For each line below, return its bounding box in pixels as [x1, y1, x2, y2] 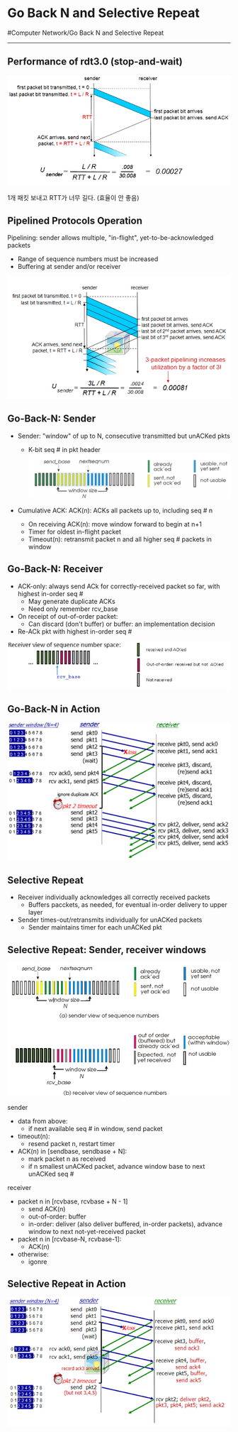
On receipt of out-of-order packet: [17, 612, 118, 620]
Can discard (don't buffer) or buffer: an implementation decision [28, 619, 215, 628]
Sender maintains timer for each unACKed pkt [28, 923, 162, 932]
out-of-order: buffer [28, 1212, 86, 1221]
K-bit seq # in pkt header [28, 445, 101, 453]
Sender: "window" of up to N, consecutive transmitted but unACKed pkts [17, 431, 230, 440]
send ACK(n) [28, 1205, 66, 1213]
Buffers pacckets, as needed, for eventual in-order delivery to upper [28, 900, 228, 909]
